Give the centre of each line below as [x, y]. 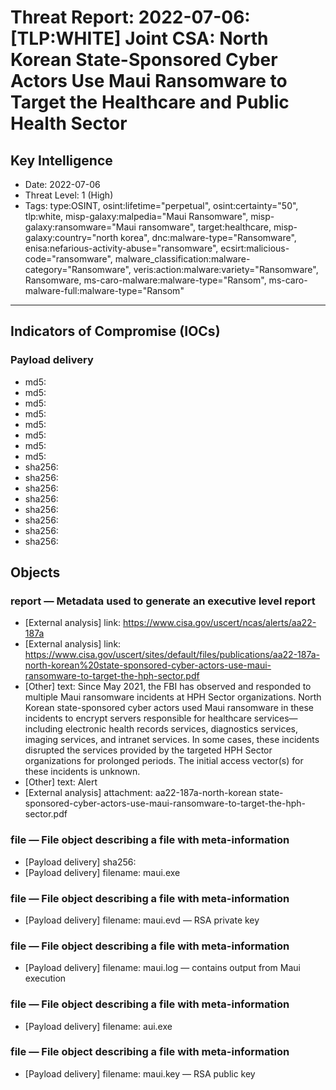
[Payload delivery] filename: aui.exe [98, 1026]
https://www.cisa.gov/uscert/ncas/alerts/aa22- [220, 623]
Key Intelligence [61, 160]
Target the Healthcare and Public [150, 102]
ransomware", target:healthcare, [205, 227]
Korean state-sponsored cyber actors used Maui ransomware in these [169, 708]
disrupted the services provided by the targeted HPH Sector [148, 750]
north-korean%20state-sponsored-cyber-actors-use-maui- [148, 665]
